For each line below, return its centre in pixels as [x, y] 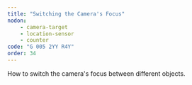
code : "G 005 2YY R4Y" [41, 47]
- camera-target [44, 27]
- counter [35, 40]
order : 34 [22, 54]
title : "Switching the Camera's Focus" [66, 14]
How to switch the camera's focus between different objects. [96, 73]
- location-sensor [47, 34]
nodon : [17, 21]
